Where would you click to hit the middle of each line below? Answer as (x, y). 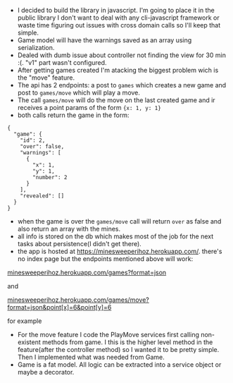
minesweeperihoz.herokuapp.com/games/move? (78, 300)
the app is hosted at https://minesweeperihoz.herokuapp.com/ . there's (120, 251)
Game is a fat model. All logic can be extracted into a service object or (119, 365)
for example (25, 321)
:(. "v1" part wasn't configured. (62, 62)
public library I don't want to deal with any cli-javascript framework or (118, 18)
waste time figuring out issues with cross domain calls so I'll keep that (119, 25)
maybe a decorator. (46, 372)
